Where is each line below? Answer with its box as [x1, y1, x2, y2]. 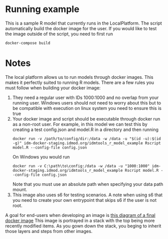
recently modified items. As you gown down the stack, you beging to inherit [5, 222, 161, 229]
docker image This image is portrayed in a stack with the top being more [5, 217, 155, 223]
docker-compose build [5, 40, 51, 46]
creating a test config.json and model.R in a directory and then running [12, 127, 159, 133]
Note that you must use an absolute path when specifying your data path [12, 181, 163, 187]
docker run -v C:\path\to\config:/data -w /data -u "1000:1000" [12, 163, 150, 169]
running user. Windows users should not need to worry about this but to [12, 99, 161, 106]
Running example [5, 4, 80, 15]
